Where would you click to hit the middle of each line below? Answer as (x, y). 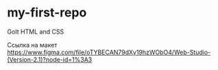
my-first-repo (47, 13)
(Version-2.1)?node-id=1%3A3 (50, 59)
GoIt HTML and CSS (36, 32)
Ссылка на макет (32, 45)
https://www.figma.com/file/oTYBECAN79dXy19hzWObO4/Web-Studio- (109, 52)
